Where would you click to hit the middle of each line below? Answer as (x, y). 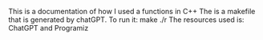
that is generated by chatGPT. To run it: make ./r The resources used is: (126, 20)
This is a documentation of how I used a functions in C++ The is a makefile (132, 11)
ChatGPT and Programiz (49, 28)
